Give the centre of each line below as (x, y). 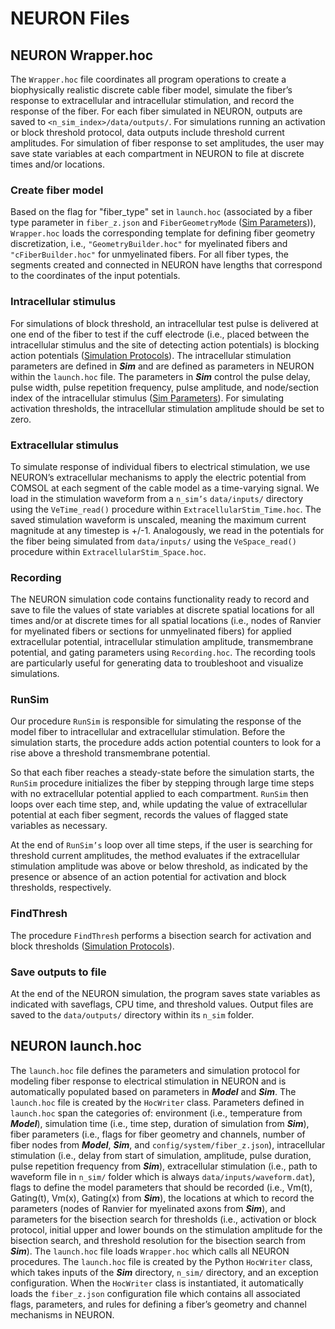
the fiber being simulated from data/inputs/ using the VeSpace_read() (153, 541)
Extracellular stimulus (64, 445)
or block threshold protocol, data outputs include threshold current (147, 132)
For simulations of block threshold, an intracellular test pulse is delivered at (164, 323)
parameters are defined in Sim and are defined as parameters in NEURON (162, 366)
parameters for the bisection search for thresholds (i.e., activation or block (163, 1219)
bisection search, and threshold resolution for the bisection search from (158, 1240)
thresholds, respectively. (61, 888)
